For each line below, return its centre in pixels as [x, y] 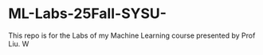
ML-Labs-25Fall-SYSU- [88, 14]
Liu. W [19, 43]
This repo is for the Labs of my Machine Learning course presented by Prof [132, 35]
